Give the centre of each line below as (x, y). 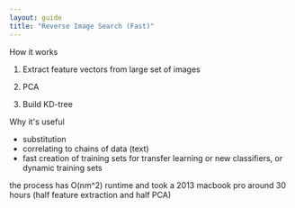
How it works (34, 51)
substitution (44, 139)
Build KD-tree (48, 104)
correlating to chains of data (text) (86, 149)
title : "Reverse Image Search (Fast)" (82, 26)
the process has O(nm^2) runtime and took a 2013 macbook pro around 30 (147, 185)
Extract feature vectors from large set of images (111, 69)
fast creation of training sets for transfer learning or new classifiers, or (152, 158)
